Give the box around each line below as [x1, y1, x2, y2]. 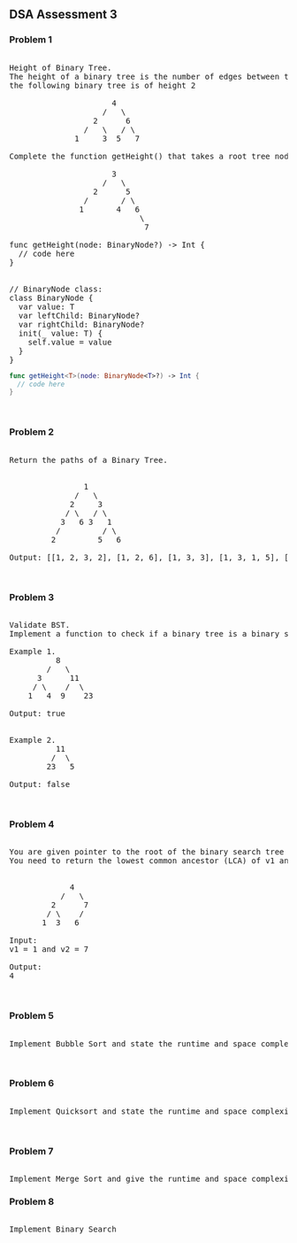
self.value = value [27, 336, 112, 347]
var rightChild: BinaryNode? [18, 319, 145, 329]
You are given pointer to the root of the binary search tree [9, 847, 285, 857]
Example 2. [9, 735, 57, 745]
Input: [9, 936, 38, 946]
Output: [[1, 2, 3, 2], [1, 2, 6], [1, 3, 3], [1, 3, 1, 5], [9, 552, 280, 562]
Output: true [9, 708, 66, 718]
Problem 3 [9, 591, 55, 603]
